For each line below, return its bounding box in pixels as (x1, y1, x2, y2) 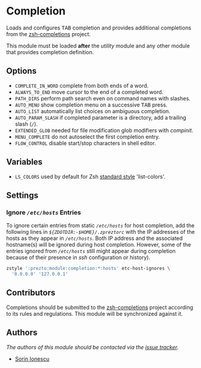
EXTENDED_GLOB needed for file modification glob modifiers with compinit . (14, 126, 194, 133)
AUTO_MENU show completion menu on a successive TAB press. (14, 101, 168, 108)
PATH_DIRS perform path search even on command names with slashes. (14, 94, 191, 102)
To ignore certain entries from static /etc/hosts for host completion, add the (6, 222, 195, 229)
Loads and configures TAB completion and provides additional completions (6, 24, 191, 31)
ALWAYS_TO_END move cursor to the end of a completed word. (14, 88, 164, 96)
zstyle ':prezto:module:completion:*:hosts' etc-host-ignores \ (6, 266, 170, 272)
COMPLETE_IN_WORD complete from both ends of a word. (14, 82, 149, 89)
